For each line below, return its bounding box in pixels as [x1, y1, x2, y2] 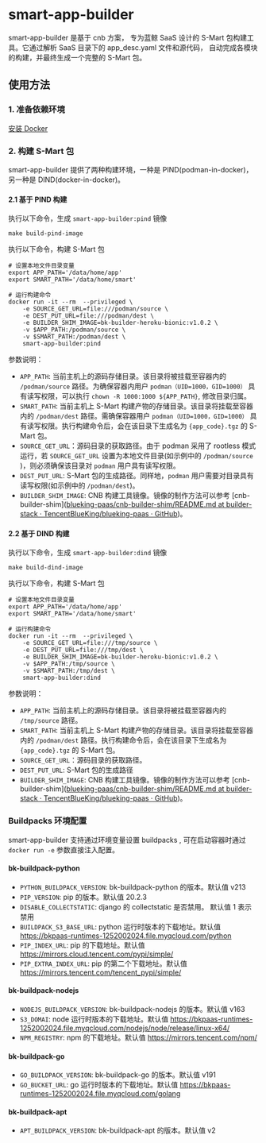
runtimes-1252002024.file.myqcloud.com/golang [19, 1089, 181, 1099]
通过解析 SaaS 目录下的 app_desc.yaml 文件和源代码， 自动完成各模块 [29, 42, 258, 52]
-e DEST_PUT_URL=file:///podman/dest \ [22, 312, 155, 320]
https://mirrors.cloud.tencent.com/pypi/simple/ [19, 949, 174, 959]
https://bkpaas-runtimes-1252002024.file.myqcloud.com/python [19, 931, 232, 940]
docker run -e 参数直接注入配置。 [8, 844, 120, 855]
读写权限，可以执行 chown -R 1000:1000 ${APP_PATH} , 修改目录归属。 [26, 392, 252, 401]
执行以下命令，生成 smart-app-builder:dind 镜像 [8, 548, 168, 558]
